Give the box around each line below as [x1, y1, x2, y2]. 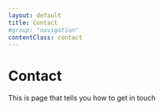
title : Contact [8, 19, 58, 27]
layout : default [8, 11, 61, 20]
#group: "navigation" [8, 26, 80, 34]
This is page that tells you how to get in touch [8, 93, 156, 103]
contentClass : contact [8, 33, 83, 42]
